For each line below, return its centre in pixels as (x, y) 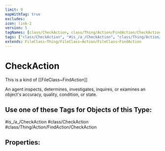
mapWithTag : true (23, 14)
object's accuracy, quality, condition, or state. (51, 94)
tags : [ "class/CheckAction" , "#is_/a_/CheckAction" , (60, 37)
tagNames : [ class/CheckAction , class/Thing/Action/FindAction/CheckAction (83, 32)
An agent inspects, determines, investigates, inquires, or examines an (75, 89)
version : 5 (16, 28)
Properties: (23, 142)
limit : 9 (14, 10)
